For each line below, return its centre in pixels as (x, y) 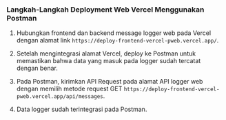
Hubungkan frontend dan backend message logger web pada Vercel (114, 33)
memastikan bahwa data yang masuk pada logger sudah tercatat (109, 61)
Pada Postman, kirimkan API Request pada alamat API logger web (110, 82)
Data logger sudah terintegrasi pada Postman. (82, 109)
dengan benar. (37, 68)
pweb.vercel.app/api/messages (60, 97)
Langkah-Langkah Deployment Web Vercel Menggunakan (105, 10)
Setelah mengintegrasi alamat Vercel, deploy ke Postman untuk (106, 53)
